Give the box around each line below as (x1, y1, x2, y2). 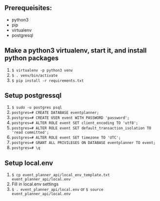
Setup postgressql (4, 91, 62, 100)
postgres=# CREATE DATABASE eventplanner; (11, 110, 99, 115)
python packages (4, 54, 59, 62)
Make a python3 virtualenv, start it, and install (4, 46, 147, 55)
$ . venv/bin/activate (11, 73, 58, 78)
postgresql (11, 32, 34, 38)
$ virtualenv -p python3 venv (11, 68, 73, 73)
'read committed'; (11, 130, 49, 135)
